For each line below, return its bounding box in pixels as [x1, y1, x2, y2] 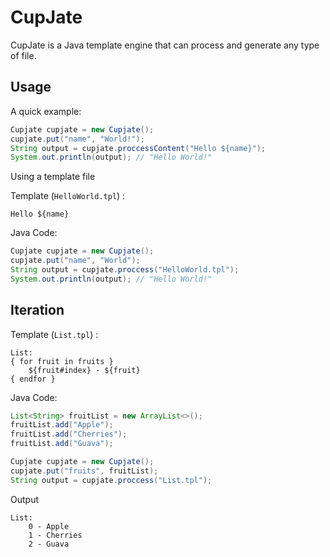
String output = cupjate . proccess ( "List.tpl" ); [10, 475, 213, 485]
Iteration [10, 302, 65, 319]
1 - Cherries [28, 530, 83, 540]
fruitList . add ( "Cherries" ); [10, 429, 128, 440]
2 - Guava [28, 539, 70, 549]
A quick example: [10, 105, 82, 117]
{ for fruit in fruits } [10, 356, 114, 366]
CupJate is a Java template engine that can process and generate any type [10, 39, 320, 51]
